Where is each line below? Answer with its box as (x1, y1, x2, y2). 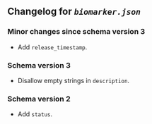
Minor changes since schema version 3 (7, 27, 146, 37)
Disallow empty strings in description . (17, 76, 129, 85)
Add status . (17, 110, 53, 118)
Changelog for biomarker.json (7, 6, 141, 18)
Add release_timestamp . (17, 42, 88, 51)
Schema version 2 (7, 94, 71, 104)
